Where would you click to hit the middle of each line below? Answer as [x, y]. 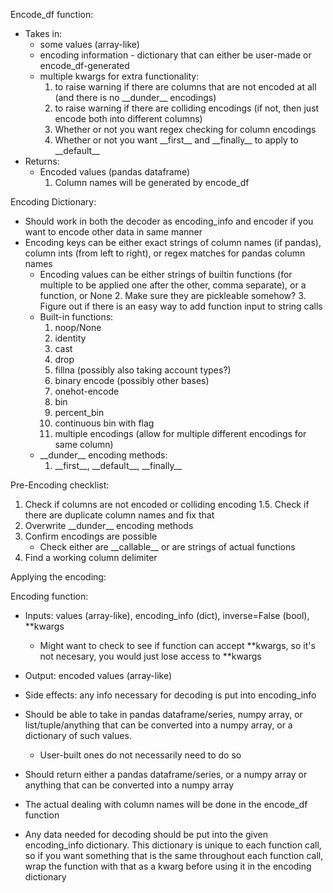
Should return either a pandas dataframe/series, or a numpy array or [166, 774]
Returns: [42, 161]
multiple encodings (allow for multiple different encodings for [180, 433]
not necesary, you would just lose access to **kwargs [150, 656]
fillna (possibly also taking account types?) [143, 370]
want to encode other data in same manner [113, 232]
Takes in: [43, 33]
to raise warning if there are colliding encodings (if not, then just [187, 108]
